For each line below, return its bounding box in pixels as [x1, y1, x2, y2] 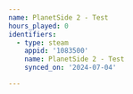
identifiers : [8, 30, 57, 38]
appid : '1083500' [24, 47, 89, 56]
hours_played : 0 [8, 21, 69, 30]
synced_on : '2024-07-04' [24, 64, 117, 73]
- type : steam [16, 38, 69, 47]
